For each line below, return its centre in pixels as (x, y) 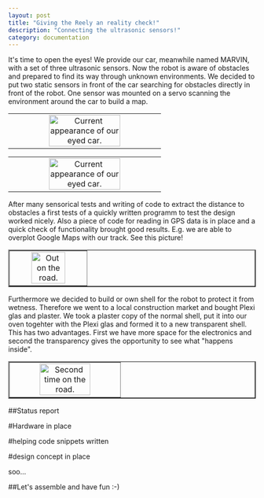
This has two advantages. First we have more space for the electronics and (130, 333)
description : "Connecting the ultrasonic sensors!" (94, 30)
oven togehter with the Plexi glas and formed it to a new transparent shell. (128, 324)
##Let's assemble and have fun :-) (64, 487)
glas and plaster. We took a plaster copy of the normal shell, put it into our (128, 316)
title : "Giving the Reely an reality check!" (84, 23)
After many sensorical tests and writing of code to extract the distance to (126, 205)
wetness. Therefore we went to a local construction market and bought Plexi (132, 308)
